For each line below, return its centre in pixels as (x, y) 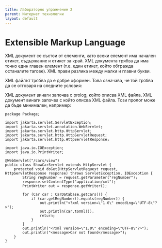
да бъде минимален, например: (38, 105)
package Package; (23, 114)
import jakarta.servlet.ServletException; (49, 123)
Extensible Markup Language (65, 42)
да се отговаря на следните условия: (44, 86)
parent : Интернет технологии (34, 14)
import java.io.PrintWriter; (34, 152)
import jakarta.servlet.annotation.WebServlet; (54, 127)
